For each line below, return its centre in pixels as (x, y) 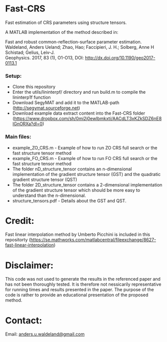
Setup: (13, 76)
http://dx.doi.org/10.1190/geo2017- (120, 57)
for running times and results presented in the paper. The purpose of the (80, 290)
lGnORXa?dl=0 (27, 124)
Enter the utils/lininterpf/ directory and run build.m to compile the (79, 92)
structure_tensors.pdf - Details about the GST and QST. (69, 200)
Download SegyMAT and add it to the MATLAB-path (66, 103)
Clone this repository (34, 87)
